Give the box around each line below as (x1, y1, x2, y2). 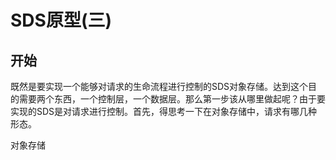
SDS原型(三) (10, 9, 112, 32)
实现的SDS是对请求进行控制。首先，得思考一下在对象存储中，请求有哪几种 (10, 106, 318, 117)
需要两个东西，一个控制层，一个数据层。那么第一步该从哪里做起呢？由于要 (18, 93, 326, 105)
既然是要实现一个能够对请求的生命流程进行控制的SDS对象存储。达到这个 (10, 81, 309, 92)
